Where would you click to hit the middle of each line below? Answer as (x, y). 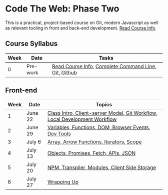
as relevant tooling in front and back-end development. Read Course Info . (81, 28)
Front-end (21, 90)
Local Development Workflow (82, 119)
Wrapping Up (63, 182)
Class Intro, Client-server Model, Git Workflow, (102, 113)
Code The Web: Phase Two (62, 9)
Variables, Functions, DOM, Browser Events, (99, 127)
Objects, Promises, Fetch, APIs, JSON (91, 153)
